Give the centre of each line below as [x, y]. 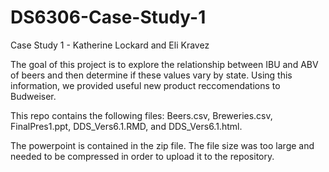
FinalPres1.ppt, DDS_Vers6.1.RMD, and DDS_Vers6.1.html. [126, 126]
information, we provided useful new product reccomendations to [145, 85]
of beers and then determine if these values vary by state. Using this [151, 75]
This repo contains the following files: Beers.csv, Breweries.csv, [141, 115]
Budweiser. [33, 96]
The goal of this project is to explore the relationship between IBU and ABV [164, 64]
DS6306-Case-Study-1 [108, 17]
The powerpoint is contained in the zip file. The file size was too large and [162, 145]
